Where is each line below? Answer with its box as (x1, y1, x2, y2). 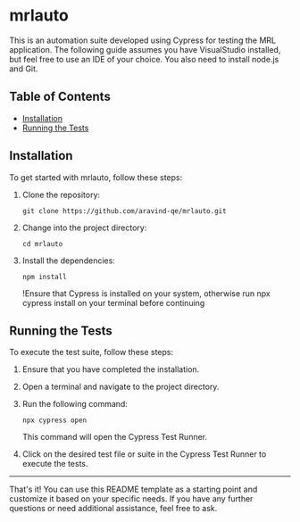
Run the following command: (21, 399, 128, 410)
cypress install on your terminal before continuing (21, 297, 205, 308)
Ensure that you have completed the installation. (21, 364, 200, 375)
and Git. (9, 63, 38, 74)
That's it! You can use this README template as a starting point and (9, 484, 258, 495)
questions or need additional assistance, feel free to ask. (9, 503, 218, 514)
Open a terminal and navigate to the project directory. (21, 381, 220, 393)
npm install (21, 272, 67, 281)
